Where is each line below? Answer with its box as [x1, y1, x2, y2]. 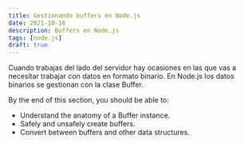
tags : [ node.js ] [8, 33, 62, 42]
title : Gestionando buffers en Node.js [8, 11, 141, 20]
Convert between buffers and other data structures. [19, 128, 190, 137]
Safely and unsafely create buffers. [19, 119, 136, 129]
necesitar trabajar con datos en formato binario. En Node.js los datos [8, 71, 235, 81]
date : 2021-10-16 [8, 19, 66, 27]
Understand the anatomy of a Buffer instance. [19, 110, 171, 120]
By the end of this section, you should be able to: [8, 95, 170, 105]
